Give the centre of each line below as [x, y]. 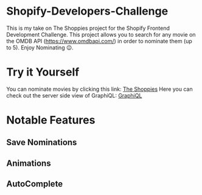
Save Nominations [42, 142]
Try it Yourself [43, 72]
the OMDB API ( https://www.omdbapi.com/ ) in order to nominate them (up [99, 41]
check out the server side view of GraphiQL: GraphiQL [74, 95]
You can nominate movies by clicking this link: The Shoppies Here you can [99, 89]
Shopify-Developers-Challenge [87, 11]
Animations [29, 163]
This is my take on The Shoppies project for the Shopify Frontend [88, 28]
